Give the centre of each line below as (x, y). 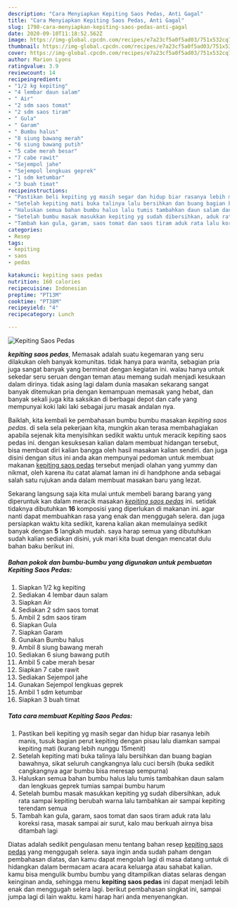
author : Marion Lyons (40, 60)
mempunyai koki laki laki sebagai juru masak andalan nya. (91, 406)
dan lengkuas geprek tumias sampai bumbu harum (92, 786)
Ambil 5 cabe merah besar (56, 662)
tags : (16, 243)
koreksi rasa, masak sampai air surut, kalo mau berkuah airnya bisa (115, 823)
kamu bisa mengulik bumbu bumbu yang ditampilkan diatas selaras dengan (117, 874)
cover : (18, 53)
